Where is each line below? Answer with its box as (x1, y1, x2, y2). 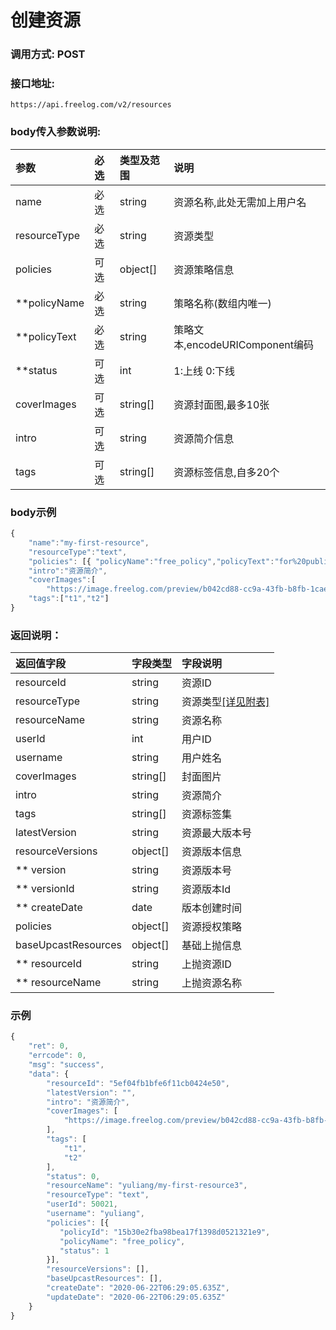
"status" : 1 (59, 1246, 110, 1256)
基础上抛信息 (181, 939, 242, 953)
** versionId (15, 882, 75, 896)
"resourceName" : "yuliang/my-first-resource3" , (46, 1181, 248, 1191)
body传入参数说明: (10, 125, 102, 139)
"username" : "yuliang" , (46, 1209, 145, 1219)
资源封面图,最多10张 (173, 397, 270, 411)
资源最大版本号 (181, 826, 252, 840)
